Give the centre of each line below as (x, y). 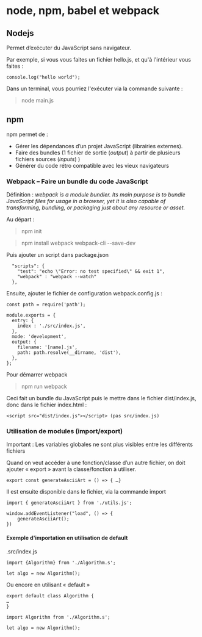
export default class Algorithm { (50, 596)
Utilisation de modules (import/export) (65, 431)
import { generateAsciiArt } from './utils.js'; (69, 503)
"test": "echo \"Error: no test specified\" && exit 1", (91, 272)
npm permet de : (27, 134)
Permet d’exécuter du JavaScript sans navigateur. (69, 48)
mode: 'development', (39, 337)
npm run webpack (44, 387)
